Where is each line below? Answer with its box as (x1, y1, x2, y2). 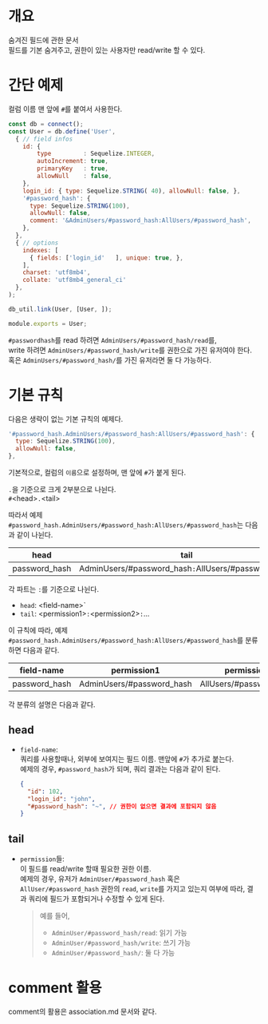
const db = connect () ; (8, 120, 84, 128)
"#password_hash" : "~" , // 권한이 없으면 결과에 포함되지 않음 (27, 802, 217, 811)
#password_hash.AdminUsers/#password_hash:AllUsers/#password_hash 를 (8, 636, 244, 645)
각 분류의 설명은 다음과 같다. (8, 700, 96, 709)
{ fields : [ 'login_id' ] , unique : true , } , (29, 253, 183, 262)
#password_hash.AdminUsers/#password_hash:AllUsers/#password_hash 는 (8, 520, 244, 530)
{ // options (15, 239, 59, 247)
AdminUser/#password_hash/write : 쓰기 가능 (51, 938, 191, 947)
